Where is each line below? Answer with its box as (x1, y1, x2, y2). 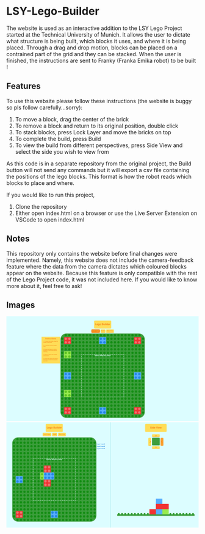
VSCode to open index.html (15, 215, 85, 223)
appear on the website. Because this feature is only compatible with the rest (6, 269, 198, 276)
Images (6, 300, 35, 310)
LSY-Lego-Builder (6, 4, 99, 18)
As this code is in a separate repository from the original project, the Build (6, 160, 192, 167)
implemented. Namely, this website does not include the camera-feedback (6, 256, 194, 264)
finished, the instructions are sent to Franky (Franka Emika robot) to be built (6, 57, 196, 64)
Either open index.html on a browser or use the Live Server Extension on (15, 209, 197, 217)
